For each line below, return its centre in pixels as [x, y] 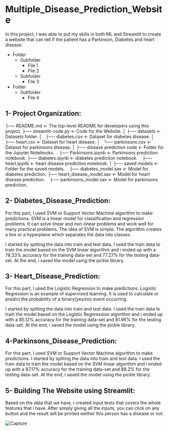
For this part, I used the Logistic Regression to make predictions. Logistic [81, 288]
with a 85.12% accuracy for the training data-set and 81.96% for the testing [83, 320]
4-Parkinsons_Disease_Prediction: [61, 341]
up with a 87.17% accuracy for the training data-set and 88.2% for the [77, 369]
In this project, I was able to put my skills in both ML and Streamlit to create [83, 34]
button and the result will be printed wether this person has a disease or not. [84, 414]
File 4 [33, 98]
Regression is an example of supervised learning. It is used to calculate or [82, 294]
